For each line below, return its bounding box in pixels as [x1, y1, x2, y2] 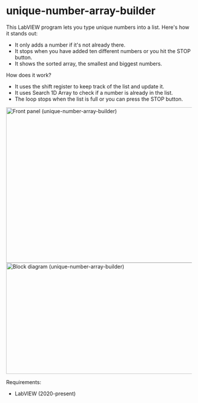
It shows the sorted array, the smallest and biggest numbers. [14, 60, 163, 67]
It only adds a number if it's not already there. [14, 41, 126, 48]
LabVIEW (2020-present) [14, 390, 76, 397]
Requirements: [6, 378, 41, 385]
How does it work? [6, 71, 52, 78]
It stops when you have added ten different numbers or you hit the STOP [14, 47, 191, 54]
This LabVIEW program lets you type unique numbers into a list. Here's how [6, 24, 190, 31]
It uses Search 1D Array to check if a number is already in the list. [14, 89, 173, 96]
